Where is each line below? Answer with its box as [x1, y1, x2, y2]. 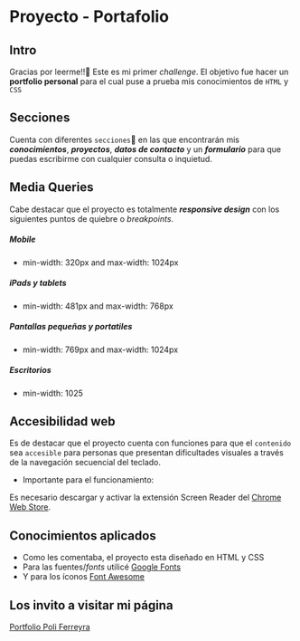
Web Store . [9, 502, 52, 512]
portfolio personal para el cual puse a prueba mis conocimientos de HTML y [9, 76, 289, 87]
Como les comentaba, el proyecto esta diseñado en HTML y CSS [22, 552, 265, 563]
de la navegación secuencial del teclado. [9, 457, 161, 468]
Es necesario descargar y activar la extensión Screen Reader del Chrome [9, 492, 282, 503]
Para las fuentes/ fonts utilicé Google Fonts [22, 561, 182, 572]
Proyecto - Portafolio [9, 6, 170, 27]
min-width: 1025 [22, 387, 83, 398]
